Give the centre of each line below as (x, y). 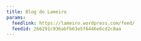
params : (16, 17)
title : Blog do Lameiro (37, 12)
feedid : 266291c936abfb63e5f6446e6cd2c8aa (67, 29)
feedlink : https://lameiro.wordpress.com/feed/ (74, 23)
